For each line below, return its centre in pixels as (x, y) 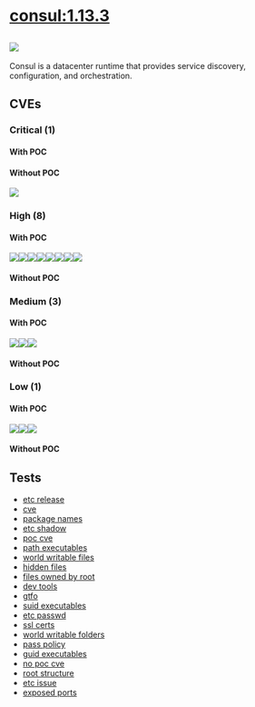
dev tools (40, 586)
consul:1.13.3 (60, 16)
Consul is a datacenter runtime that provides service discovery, (128, 66)
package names (53, 519)
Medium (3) (35, 301)
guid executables (55, 654)
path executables (55, 548)
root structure (48, 673)
